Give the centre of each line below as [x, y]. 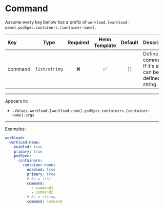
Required [78, 42]
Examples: [15, 129]
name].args [23, 115]
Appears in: [17, 101]
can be [151, 72]
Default [130, 42]
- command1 [42, 188]
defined [152, 78]
